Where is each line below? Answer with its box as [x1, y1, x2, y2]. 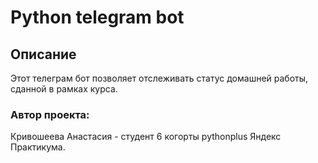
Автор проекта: [10, 107, 90, 121]
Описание [10, 46, 77, 63]
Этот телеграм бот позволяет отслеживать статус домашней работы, [10, 72, 309, 84]
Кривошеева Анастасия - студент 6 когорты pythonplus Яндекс [10, 131, 282, 143]
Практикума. [10, 141, 66, 153]
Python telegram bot [10, 6, 185, 29]
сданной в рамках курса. [10, 83, 118, 95]
